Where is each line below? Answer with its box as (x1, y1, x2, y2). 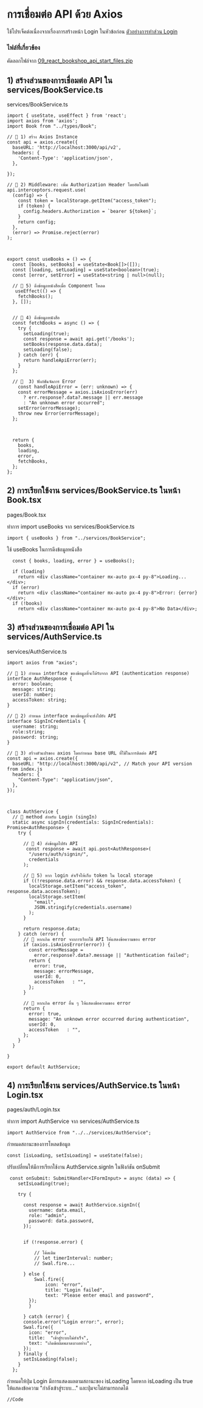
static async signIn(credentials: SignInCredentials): (12, 819, 154, 825)
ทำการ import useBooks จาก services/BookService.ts (7, 523, 135, 530)
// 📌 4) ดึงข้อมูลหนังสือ (12, 315, 60, 321)
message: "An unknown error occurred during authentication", (29, 1016, 190, 1022)
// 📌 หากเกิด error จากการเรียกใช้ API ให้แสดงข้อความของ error (22, 936, 157, 942)
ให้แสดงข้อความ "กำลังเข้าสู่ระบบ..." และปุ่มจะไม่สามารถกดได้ (7, 1384, 129, 1392)
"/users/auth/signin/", (29, 851, 89, 857)
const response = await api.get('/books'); (22, 336, 136, 342)
